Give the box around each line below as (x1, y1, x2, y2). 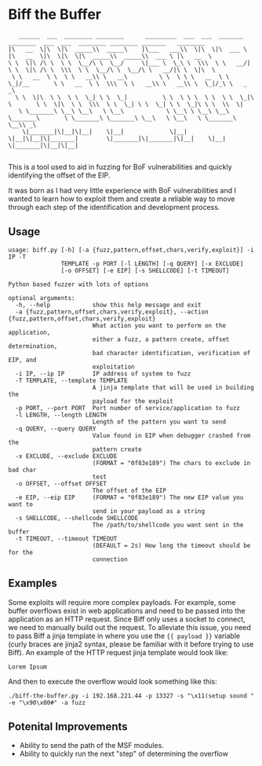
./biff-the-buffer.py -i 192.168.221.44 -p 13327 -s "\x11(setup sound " (8, 691, 255, 700)
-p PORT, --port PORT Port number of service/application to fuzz (15, 404, 241, 412)
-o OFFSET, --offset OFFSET (15, 479, 107, 488)
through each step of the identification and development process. (8, 202, 220, 211)
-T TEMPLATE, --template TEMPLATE (15, 376, 128, 384)
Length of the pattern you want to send (92, 418, 226, 426)
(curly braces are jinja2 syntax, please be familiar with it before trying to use (8, 639, 254, 649)
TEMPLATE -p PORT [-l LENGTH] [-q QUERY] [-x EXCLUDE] (60, 259, 244, 268)
